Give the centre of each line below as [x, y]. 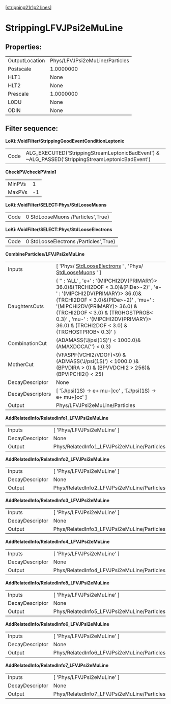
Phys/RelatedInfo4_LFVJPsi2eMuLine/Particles [109, 570]
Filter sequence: [32, 129]
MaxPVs [18, 192]
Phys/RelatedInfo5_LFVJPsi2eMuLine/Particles [109, 611]
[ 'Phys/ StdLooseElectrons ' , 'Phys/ [99, 266]
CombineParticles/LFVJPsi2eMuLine [45, 254]
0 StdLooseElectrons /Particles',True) [70, 241]
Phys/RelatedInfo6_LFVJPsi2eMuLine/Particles [109, 652]
